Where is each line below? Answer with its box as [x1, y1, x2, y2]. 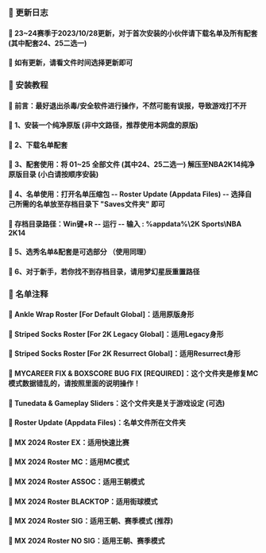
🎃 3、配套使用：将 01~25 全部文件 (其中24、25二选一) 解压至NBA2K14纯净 [8, 160, 255, 169]
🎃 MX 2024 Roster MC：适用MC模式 [8, 457, 129, 466]
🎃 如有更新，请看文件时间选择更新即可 [8, 58, 133, 68]
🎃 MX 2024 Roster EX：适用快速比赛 [8, 437, 129, 447]
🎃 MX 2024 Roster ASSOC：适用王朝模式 [8, 477, 145, 486]
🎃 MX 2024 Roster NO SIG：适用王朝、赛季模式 [8, 536, 165, 545]
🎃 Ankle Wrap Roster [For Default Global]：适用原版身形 [8, 310, 195, 319]
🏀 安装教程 [8, 79, 49, 91]
